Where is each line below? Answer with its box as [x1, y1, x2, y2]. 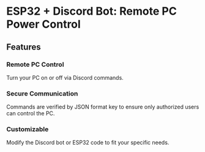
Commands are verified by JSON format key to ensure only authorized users [6, 103, 199, 111]
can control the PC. [6, 110, 55, 117]
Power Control [6, 17, 81, 31]
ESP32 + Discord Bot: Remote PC [6, 4, 177, 18]
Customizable [6, 125, 49, 134]
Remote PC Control [6, 60, 64, 69]
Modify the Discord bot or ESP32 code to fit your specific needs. [6, 139, 170, 146]
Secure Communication [6, 89, 78, 97]
